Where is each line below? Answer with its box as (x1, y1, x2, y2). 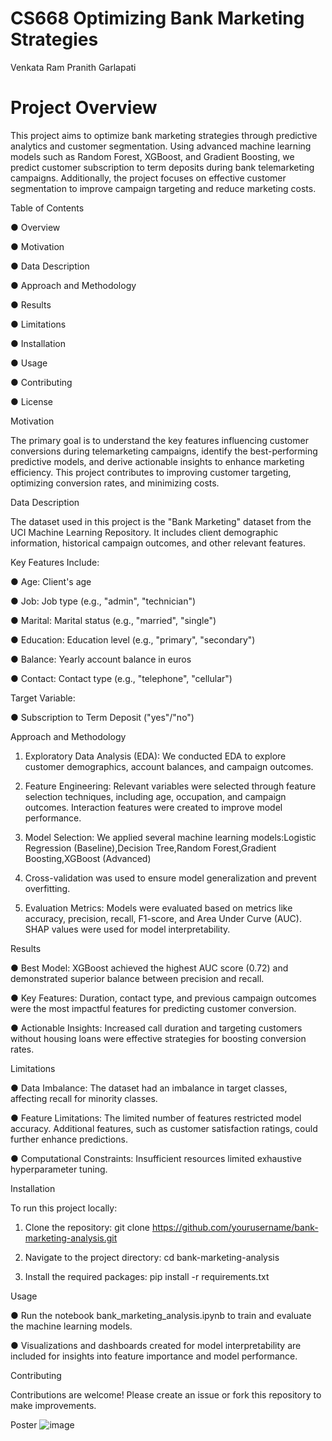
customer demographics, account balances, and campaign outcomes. (24, 760, 314, 772)
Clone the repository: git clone (24, 1221, 150, 1233)
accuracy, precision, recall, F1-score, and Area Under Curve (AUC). (24, 912, 302, 924)
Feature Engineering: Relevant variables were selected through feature (24, 780, 317, 792)
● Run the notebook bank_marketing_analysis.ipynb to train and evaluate (10, 1309, 312, 1321)
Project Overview (10, 97, 158, 119)
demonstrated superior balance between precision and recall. (10, 972, 265, 984)
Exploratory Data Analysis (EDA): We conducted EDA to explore (24, 750, 287, 762)
